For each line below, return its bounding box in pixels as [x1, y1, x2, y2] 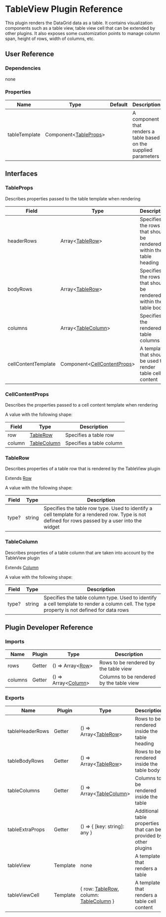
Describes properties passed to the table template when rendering [5, 195, 141, 201]
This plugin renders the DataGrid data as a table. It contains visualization [5, 20, 153, 26]
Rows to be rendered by [99, 659, 155, 666]
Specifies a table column [65, 439, 123, 446]
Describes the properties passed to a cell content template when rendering [5, 402, 158, 408]
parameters [132, 152, 160, 159]
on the [132, 140, 147, 147]
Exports [5, 694, 25, 701]
